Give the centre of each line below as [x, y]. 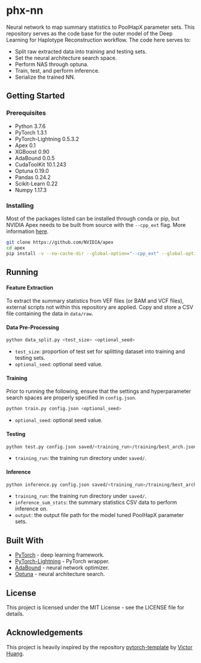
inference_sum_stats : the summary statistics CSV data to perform [96, 503]
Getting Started [36, 96]
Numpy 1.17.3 [31, 190]
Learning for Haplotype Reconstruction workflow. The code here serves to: [99, 40]
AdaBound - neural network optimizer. [62, 568]
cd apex [16, 248]
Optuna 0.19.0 [32, 171]
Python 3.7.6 [30, 126]
